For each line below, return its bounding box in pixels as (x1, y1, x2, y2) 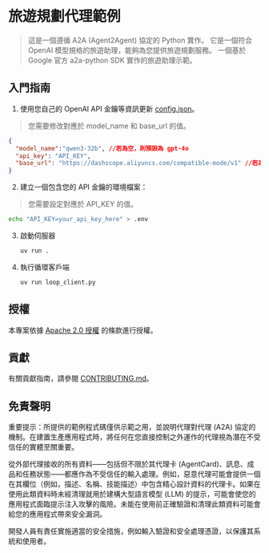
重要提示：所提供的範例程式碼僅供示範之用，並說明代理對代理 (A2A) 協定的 (8, 422, 256, 432)
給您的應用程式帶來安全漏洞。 (8, 510, 106, 519)
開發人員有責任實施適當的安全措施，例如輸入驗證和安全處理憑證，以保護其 (8, 527, 254, 536)
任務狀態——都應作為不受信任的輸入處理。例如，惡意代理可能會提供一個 (22, 470, 261, 479)
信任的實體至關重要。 (8, 442, 78, 452)
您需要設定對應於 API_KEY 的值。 (27, 200, 139, 209)
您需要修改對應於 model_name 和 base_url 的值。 (27, 121, 191, 131)
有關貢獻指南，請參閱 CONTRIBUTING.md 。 (8, 373, 154, 383)
